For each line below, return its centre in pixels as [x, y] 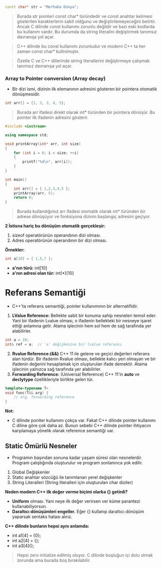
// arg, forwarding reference [44, 397]
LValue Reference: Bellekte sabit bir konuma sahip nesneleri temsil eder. [84, 316]
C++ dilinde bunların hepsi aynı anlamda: [47, 526]
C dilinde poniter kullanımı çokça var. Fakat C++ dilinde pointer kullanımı [84, 420]
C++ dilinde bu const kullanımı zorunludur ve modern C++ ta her [81, 46]
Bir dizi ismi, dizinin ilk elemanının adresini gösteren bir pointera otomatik [84, 89]
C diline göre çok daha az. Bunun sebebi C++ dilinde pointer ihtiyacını [81, 426]
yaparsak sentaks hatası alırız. [42, 517]
